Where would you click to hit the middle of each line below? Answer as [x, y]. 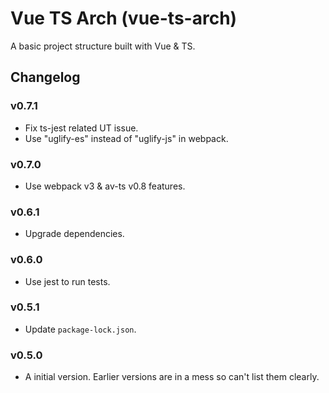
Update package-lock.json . [80, 329]
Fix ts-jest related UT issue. [81, 128]
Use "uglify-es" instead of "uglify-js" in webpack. [126, 138]
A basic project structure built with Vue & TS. [103, 46]
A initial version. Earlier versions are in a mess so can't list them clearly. [172, 377]
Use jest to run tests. [67, 281]
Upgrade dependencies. [74, 234]
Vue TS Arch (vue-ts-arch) [124, 18]
